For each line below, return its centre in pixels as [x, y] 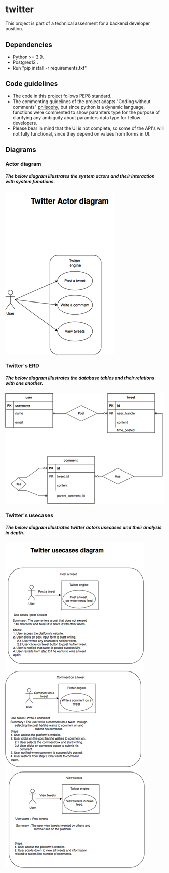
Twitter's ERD [22, 365]
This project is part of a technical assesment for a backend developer [78, 23]
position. [14, 28]
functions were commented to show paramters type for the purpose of [86, 112]
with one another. [24, 383]
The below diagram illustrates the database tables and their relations [80, 378]
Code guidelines [32, 84]
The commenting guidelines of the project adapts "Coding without [81, 101]
